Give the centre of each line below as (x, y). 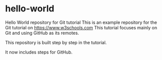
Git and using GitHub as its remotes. (42, 33)
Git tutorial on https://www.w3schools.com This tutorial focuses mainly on (81, 27)
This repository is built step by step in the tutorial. (56, 42)
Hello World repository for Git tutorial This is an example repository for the (81, 22)
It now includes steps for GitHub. (39, 52)
